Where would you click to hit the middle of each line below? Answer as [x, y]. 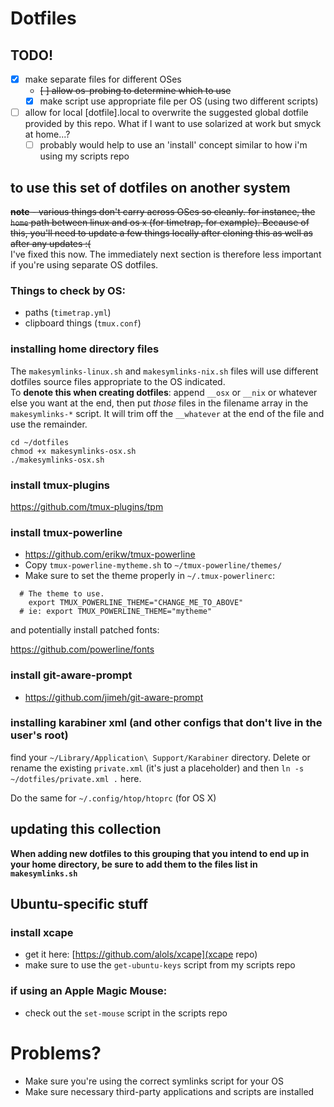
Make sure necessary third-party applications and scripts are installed [169, 1091]
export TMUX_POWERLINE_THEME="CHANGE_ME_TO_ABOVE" [136, 603]
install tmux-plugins [60, 485]
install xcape [42, 932]
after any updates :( [51, 244]
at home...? [47, 134]
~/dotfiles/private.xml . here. [76, 778]
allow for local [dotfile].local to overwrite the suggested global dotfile [166, 113]
